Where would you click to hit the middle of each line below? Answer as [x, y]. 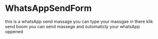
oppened [14, 31]
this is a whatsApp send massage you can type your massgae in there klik [79, 21]
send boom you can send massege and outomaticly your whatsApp [72, 26]
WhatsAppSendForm [48, 8]
